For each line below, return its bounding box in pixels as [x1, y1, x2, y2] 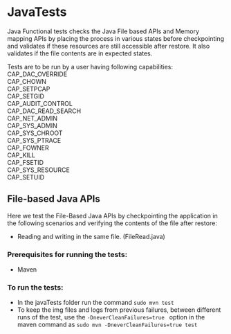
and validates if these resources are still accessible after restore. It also [7, 42, 210, 50]
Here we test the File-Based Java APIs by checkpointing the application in [7, 211, 218, 220]
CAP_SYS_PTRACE [7, 136, 62, 144]
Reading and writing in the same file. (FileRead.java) [17, 232, 166, 240]
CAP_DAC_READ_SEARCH [7, 107, 82, 115]
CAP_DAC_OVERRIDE [7, 70, 68, 78]
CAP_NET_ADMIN [7, 114, 57, 122]
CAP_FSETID [7, 158, 44, 166]
